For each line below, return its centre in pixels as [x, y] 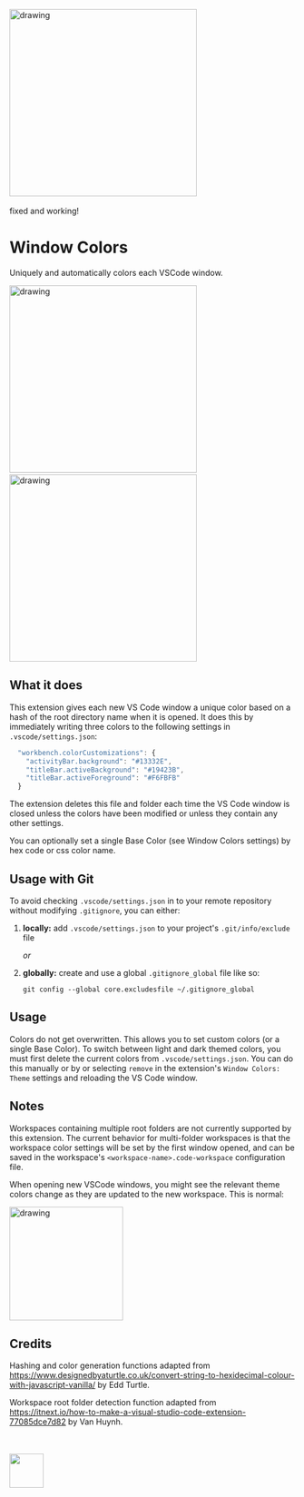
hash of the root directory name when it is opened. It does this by [132, 716]
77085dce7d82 [38, 1422]
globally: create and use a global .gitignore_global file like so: [141, 972]
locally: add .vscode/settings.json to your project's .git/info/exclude [156, 928]
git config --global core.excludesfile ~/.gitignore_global [138, 990]
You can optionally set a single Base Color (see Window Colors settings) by [150, 841]
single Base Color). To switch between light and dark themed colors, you [145, 1049]
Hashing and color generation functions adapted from [110, 1365]
